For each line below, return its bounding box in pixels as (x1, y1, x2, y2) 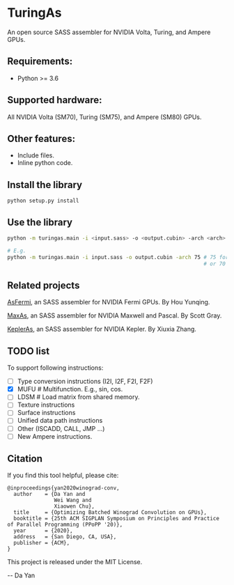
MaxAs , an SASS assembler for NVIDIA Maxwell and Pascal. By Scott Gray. (7, 311, 222, 320)
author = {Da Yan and (13, 491, 86, 498)
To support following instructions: (7, 364, 104, 372)
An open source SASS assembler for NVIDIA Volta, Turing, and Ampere (7, 28, 211, 36)
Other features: (7, 132, 75, 144)
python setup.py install (7, 197, 79, 205)
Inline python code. (17, 159, 73, 167)
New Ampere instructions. (17, 432, 93, 440)
